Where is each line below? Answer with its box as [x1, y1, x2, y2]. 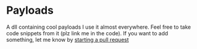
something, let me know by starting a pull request [6, 36, 130, 43]
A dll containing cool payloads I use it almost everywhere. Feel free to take [6, 23, 191, 30]
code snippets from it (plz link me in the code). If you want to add [6, 29, 169, 36]
